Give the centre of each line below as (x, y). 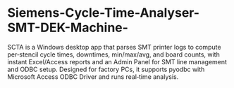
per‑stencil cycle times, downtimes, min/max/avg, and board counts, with (113, 54)
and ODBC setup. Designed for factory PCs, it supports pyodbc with (106, 69)
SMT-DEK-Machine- (68, 28)
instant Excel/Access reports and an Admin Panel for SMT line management (117, 61)
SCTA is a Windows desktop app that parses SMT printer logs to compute (114, 47)
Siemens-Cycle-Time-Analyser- (103, 13)
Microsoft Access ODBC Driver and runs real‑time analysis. (93, 76)
